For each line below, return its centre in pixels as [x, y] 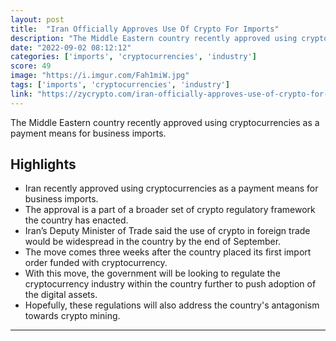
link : [21, 94]
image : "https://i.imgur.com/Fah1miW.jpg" [100, 76]
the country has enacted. [76, 220]
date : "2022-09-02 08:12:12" [71, 47]
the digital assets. [61, 295]
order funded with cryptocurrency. [96, 263]
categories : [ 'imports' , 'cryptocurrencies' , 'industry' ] [133, 57]
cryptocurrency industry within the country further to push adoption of [170, 284]
